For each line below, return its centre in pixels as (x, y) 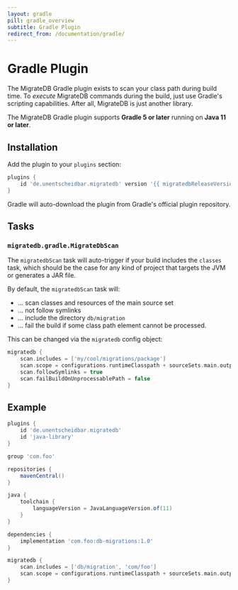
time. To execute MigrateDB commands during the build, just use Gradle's (115, 96)
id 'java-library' (47, 437)
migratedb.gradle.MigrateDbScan (63, 245)
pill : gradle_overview (41, 21)
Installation (33, 147)
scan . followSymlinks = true (61, 372)
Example (27, 407)
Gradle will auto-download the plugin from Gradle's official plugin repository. (119, 204)
